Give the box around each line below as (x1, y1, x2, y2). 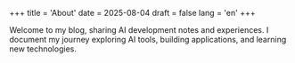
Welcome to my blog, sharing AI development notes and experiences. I (9, 25, 269, 35)
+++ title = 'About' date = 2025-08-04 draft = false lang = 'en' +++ (9, 8, 256, 18)
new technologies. (9, 43, 78, 54)
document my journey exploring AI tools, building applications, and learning (9, 35, 287, 44)
